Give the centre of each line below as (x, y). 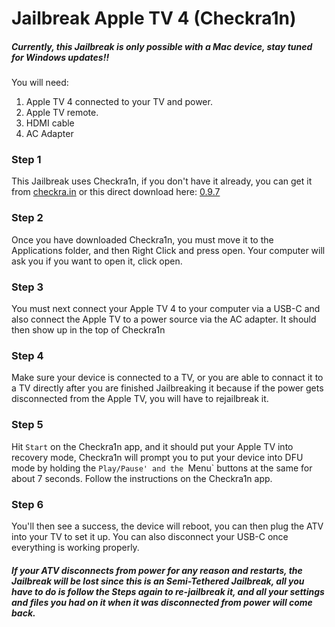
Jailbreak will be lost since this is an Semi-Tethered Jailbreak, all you (158, 581)
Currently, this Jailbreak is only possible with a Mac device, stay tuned (162, 46)
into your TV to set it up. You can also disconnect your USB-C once (150, 536)
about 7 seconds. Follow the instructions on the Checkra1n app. (142, 478)
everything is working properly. (75, 547)
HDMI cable (50, 123)
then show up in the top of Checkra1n (88, 330)
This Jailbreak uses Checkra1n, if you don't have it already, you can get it (162, 181)
